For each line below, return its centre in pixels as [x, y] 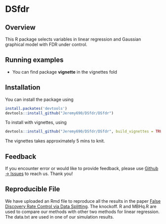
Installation [23, 88]
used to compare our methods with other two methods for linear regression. [82, 212]
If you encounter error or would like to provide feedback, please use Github [82, 169]
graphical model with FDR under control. [46, 45]
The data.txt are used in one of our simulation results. [60, 217]
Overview [21, 27]
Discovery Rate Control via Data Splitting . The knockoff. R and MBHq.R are [81, 206]
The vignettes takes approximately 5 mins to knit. [55, 141]
